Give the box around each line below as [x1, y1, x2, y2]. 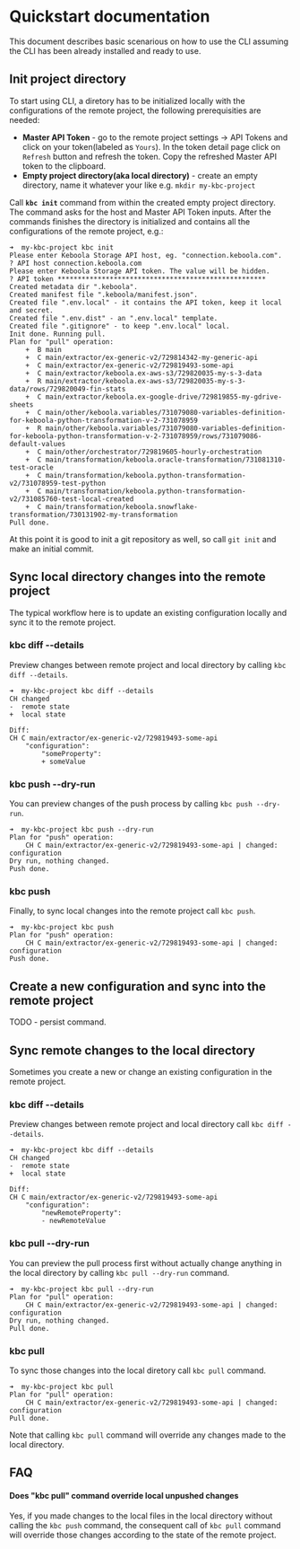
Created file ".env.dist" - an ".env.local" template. [9, 313, 219, 322]
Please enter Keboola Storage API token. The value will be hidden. [9, 267, 270, 276]
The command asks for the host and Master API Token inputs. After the [9, 207, 271, 217]
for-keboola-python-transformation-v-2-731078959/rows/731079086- [9, 431, 262, 441]
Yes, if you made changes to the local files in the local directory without [9, 1510, 273, 1521]
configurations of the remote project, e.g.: [9, 225, 164, 236]
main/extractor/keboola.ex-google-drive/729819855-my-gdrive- [45, 392, 282, 401]
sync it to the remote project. [9, 617, 116, 628]
